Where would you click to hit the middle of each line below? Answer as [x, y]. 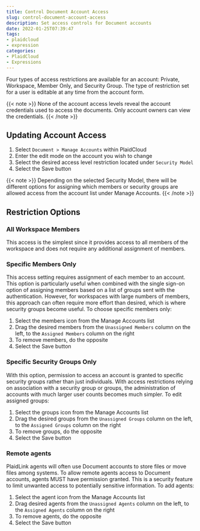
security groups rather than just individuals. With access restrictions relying [100, 381]
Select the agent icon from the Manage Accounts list [80, 497]
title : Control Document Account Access [58, 12]
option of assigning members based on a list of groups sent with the [91, 290]
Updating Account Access [56, 135]
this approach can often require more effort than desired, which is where [96, 303]
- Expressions [24, 62]
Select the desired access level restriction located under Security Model [104, 162]
